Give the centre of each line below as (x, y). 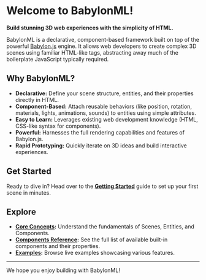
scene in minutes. (29, 192)
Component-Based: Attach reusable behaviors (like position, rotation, (103, 106)
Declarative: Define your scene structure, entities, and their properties (105, 93)
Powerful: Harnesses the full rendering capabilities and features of (100, 132)
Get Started (29, 172)
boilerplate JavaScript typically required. (58, 59)
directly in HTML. (37, 99)
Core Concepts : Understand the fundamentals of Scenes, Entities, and (105, 227)
